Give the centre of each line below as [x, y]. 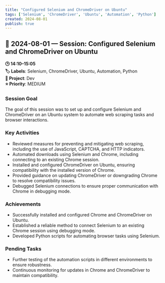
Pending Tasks [23, 249]
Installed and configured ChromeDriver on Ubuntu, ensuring [74, 165]
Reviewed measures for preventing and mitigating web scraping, [78, 143]
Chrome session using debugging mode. [54, 230]
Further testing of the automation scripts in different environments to [82, 260]
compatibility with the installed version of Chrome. [64, 170]
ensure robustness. [32, 265]
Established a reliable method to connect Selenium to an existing [78, 225]
